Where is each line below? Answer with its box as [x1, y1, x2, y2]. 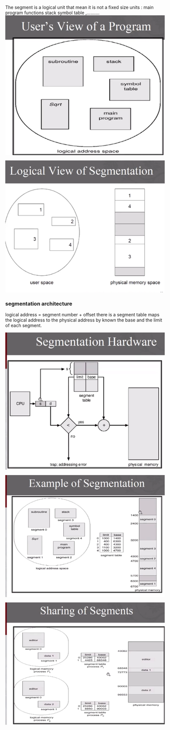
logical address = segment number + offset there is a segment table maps [5, 312, 160, 317]
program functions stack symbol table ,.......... [5, 10, 100, 16]
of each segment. [5, 322, 42, 328]
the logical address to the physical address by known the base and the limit [5, 317, 162, 323]
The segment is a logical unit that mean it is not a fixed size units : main [5, 5, 154, 10]
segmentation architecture [5, 300, 72, 307]
